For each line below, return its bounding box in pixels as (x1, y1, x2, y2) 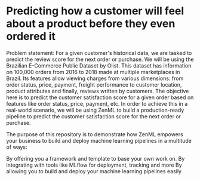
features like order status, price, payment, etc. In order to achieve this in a (6, 100, 188, 107)
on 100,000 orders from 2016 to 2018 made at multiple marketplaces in (6, 68, 180, 75)
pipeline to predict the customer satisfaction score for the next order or (6, 112, 181, 120)
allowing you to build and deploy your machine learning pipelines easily (6, 167, 182, 174)
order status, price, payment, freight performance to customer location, (6, 81, 182, 88)
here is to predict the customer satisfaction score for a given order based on (6, 94, 194, 101)
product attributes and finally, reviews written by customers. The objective (6, 87, 189, 94)
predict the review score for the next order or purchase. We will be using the (6, 56, 194, 63)
